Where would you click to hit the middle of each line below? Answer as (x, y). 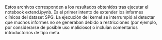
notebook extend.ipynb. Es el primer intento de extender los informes (74, 12)
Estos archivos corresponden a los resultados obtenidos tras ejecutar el (77, 7)
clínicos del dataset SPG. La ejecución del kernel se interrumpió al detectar (80, 17)
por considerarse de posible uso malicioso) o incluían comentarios (72, 27)
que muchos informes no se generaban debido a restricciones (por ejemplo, (81, 22)
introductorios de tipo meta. (33, 33)
